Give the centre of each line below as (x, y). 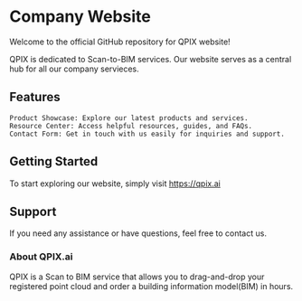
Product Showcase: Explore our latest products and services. (129, 118)
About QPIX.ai (41, 257)
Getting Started (54, 161)
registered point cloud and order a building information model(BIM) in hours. (151, 286)
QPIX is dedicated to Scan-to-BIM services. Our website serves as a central (151, 59)
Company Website (80, 17)
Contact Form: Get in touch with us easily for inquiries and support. (147, 134)
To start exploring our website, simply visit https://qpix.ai (115, 183)
